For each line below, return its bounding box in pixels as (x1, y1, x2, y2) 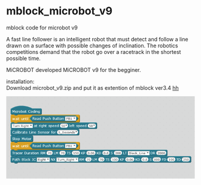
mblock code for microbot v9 (6, 24, 78, 31)
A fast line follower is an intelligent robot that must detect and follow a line (6, 35, 188, 43)
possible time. (6, 54, 41, 62)
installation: (6, 78, 35, 85)
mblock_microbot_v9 (6, 4, 112, 18)
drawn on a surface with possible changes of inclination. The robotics (6, 42, 178, 49)
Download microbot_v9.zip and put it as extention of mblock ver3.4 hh (6, 84, 179, 91)
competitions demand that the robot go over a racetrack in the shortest (6, 48, 181, 55)
